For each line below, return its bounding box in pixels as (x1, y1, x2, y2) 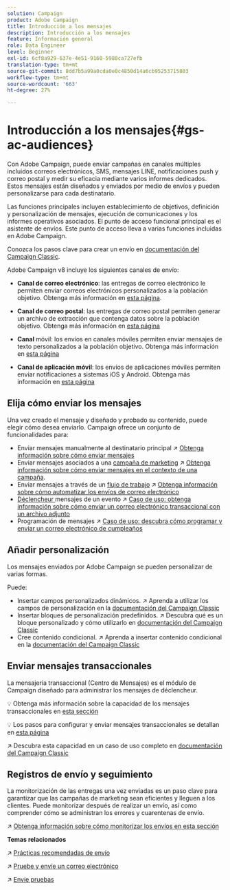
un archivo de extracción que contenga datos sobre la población (16, 315, 200, 323)
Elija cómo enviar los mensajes (7, 397, 142, 410)
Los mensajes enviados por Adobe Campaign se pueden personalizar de (7, 562, 213, 571)
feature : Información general (7, 36, 94, 43)
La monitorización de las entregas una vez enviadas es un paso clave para (7, 787, 218, 795)
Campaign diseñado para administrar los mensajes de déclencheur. (7, 686, 198, 694)
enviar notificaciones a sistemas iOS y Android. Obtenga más (16, 370, 190, 379)
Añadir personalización (7, 544, 110, 556)
